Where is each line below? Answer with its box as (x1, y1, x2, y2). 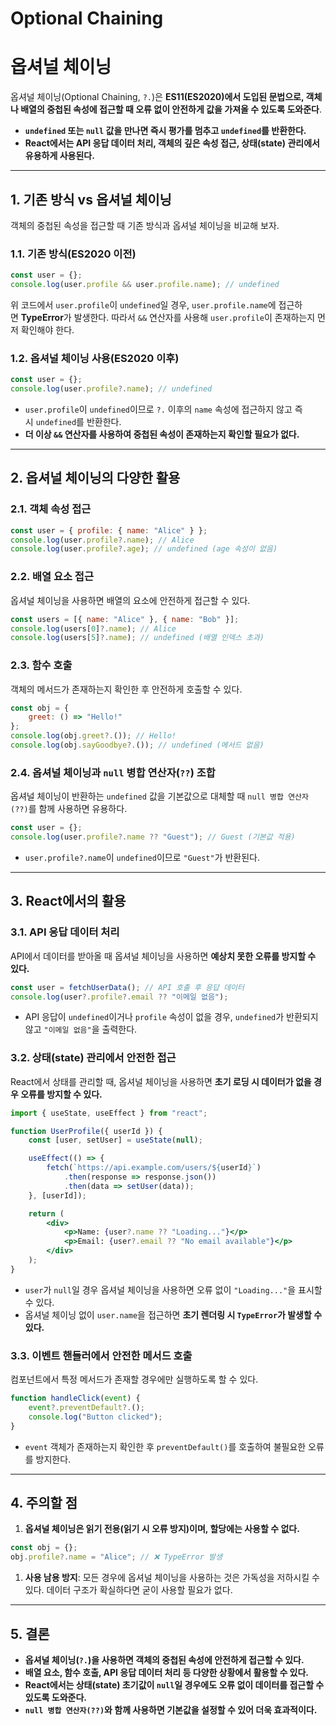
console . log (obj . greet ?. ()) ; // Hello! (10, 731, 177, 741)
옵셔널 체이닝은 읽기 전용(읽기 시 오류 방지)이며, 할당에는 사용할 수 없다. (24, 1523, 300, 1535)
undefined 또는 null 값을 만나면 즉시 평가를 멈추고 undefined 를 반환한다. (24, 125, 307, 137)
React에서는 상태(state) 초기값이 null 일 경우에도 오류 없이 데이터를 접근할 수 (24, 1679, 325, 1691)
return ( (28, 1208, 65, 1219)
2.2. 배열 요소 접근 (10, 570, 94, 584)
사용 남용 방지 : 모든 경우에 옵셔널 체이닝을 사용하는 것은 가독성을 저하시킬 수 (24, 1572, 320, 1584)
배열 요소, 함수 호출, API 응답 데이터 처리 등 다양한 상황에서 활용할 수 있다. (24, 1667, 310, 1679)
